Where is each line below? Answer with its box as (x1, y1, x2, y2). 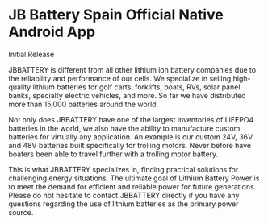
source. (8, 207, 34, 217)
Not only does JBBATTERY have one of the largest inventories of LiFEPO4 (8, 114, 254, 124)
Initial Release (8, 49, 55, 59)
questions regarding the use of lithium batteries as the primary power (8, 199, 239, 209)
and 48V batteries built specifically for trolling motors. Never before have (8, 140, 252, 150)
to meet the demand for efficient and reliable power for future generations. (8, 181, 257, 191)
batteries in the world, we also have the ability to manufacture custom (8, 123, 241, 133)
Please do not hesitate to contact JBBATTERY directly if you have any (8, 190, 240, 200)
